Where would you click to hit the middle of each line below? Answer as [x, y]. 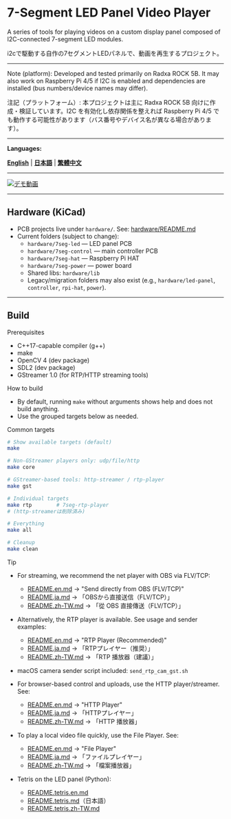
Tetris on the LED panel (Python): [64, 779]
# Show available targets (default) [59, 442]
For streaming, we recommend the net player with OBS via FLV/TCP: [114, 575]
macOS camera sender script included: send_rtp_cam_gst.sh [102, 670]
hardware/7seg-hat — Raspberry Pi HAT [83, 258]
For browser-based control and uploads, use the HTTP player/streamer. [118, 684]
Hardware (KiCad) [46, 212]
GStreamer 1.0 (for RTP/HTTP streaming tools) [83, 375]
